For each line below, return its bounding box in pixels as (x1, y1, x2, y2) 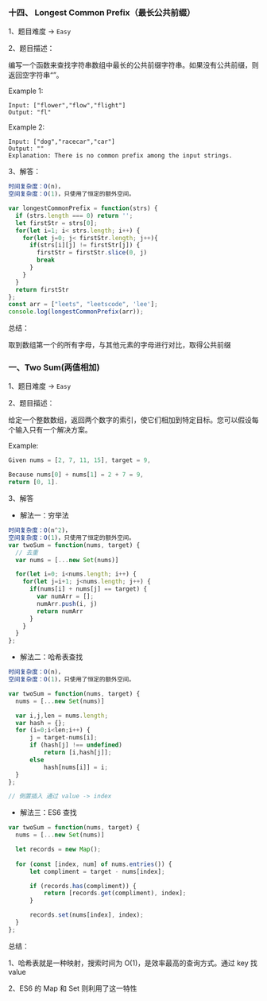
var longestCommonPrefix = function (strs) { (8, 204, 158, 212)
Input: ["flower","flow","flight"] (8, 102, 126, 110)
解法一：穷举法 (19, 510, 69, 520)
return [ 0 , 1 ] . (8, 479, 59, 487)
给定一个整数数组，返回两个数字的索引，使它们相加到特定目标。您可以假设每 (8, 415, 259, 425)
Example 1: (8, 86, 44, 96)
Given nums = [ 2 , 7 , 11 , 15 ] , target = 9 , (8, 456, 151, 464)
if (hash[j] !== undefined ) (29, 741, 123, 749)
